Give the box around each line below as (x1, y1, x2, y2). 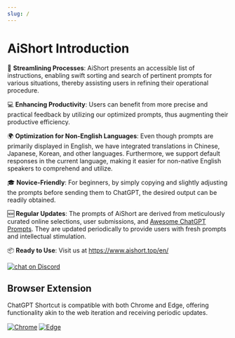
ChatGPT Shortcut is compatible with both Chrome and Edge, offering (7, 301, 209, 309)
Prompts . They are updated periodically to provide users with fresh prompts (7, 224, 227, 233)
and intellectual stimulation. (7, 232, 86, 241)
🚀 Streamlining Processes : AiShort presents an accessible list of (7, 64, 195, 72)
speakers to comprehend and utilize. (7, 164, 114, 173)
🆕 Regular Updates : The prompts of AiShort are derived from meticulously (7, 209, 225, 217)
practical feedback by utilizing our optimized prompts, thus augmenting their (7, 110, 229, 119)
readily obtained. (7, 196, 56, 204)
